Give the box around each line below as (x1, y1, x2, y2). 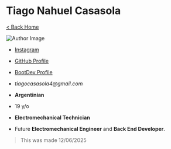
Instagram (14, 46, 39, 53)
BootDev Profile (14, 68, 53, 75)
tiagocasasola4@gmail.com (14, 80, 83, 87)
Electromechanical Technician (14, 114, 90, 121)
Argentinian (14, 91, 45, 98)
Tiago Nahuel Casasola (6, 4, 121, 18)
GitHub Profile (14, 57, 49, 64)
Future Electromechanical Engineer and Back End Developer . (14, 125, 166, 132)
